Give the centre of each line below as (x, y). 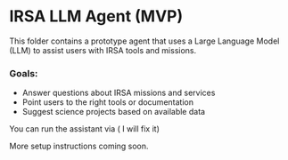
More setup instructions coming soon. (79, 146)
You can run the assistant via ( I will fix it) (85, 129)
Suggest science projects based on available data (114, 112)
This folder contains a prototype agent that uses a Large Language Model (144, 41)
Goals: (24, 73)
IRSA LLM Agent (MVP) (96, 16)
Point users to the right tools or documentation (108, 102)
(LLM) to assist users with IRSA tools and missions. (103, 50)
